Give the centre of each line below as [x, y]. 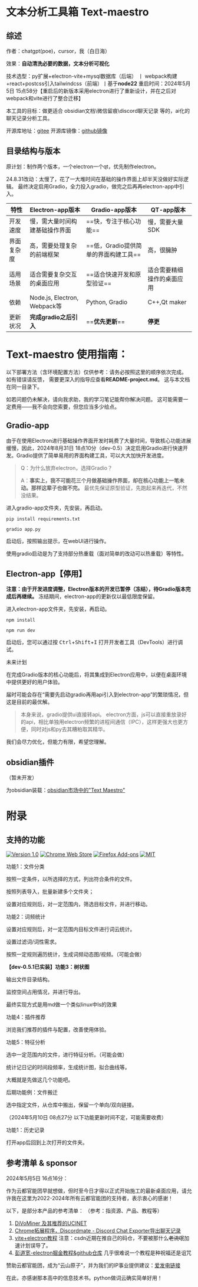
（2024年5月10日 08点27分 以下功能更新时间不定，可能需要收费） [86, 1118]
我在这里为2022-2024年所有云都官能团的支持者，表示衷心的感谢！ [92, 1198]
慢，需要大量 [166, 222]
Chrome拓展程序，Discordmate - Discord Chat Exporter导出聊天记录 [98, 1231]
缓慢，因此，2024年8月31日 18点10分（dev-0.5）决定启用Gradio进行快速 [95, 448]
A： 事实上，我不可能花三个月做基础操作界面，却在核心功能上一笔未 [102, 480]
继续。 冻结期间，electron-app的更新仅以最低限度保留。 [90, 596]
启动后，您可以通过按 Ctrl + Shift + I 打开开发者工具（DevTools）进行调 [95, 642]
